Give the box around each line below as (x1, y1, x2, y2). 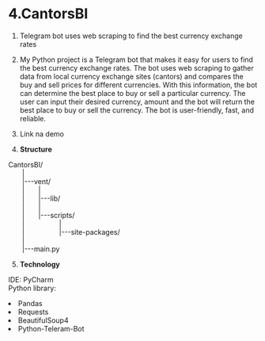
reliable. (19, 113, 46, 123)
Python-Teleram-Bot (18, 324, 85, 333)
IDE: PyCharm (8, 274, 54, 284)
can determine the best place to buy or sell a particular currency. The (19, 88, 246, 98)
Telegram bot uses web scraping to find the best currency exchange (19, 31, 243, 40)
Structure (19, 144, 53, 154)
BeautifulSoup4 (18, 315, 69, 325)
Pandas (18, 298, 43, 308)
